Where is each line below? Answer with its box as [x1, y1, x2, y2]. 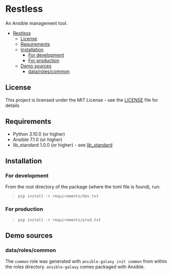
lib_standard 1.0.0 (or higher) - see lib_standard [12, 142, 113, 148]
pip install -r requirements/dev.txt [17, 194, 99, 199]
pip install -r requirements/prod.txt [17, 217, 101, 223]
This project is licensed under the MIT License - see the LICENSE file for [5, 97, 158, 103]
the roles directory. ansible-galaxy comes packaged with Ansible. [5, 264, 145, 270]
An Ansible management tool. [5, 20, 68, 26]
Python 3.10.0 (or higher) [12, 131, 65, 137]
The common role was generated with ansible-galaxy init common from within [5, 258, 167, 265]
